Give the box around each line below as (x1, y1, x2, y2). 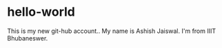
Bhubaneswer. (7, 34, 48, 42)
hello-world (7, 4, 76, 20)
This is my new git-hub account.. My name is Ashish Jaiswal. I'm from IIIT (7, 27, 216, 35)
